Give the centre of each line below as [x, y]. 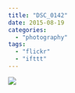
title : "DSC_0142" [38, 15]
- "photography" [41, 37]
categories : [27, 30]
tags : [17, 45]
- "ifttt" [31, 59]
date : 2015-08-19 [36, 23]
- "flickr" [33, 52]
